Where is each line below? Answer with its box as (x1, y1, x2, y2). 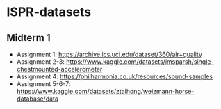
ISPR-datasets (6, 4, 92, 20)
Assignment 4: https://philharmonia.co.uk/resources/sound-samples (16, 72, 213, 81)
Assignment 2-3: (16, 58, 65, 66)
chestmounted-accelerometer (16, 65, 103, 73)
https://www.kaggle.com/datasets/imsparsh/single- (66, 58, 214, 66)
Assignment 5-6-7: (16, 80, 71, 87)
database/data (16, 94, 58, 103)
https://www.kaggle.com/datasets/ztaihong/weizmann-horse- (16, 87, 195, 95)
